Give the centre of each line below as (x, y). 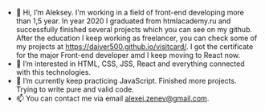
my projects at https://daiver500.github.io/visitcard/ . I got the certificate (135, 47)
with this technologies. (53, 72)
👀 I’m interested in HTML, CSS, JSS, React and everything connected (130, 64)
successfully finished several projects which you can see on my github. (134, 29)
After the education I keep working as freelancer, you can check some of (137, 38)
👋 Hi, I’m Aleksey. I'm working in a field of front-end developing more (130, 12)
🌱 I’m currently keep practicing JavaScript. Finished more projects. (126, 81)
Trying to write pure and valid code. (75, 89)
